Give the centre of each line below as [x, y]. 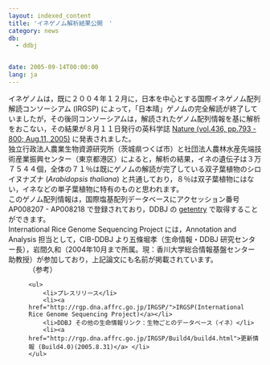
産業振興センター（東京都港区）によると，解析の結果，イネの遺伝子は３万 [138, 158]
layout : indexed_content [50, 16]
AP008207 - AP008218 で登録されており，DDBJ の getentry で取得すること [133, 209]
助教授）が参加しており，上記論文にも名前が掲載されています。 [113, 259]
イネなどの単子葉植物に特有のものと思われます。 [102, 189]
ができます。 [29, 219]
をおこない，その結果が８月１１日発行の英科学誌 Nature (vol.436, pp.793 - [133, 129]
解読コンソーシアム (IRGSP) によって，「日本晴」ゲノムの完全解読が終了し [130, 109]
